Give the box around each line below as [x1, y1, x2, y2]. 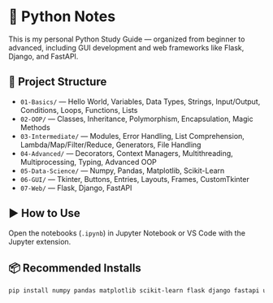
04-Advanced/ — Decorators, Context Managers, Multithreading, [19, 148, 233, 158]
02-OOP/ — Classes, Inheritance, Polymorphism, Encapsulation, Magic [19, 114, 253, 123]
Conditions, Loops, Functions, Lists [19, 105, 138, 115]
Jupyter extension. [8, 236, 71, 246]
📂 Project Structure [8, 75, 107, 89]
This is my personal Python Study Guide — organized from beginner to [8, 34, 245, 44]
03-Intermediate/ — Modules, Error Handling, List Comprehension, [19, 131, 245, 141]
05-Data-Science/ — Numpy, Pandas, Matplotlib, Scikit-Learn [19, 166, 225, 175]
